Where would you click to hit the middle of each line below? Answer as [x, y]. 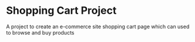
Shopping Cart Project [61, 11]
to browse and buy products [40, 32]
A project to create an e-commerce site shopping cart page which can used [98, 26]
